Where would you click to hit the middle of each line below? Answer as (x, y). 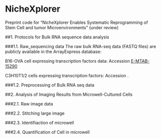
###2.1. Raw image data (29, 104)
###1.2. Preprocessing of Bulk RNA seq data (50, 85)
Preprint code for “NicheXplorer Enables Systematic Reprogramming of (77, 22)
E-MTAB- (140, 61)
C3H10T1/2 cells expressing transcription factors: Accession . (67, 75)
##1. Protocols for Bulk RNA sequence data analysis (57, 37)
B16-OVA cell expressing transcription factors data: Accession (68, 61)
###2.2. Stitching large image (35, 113)
